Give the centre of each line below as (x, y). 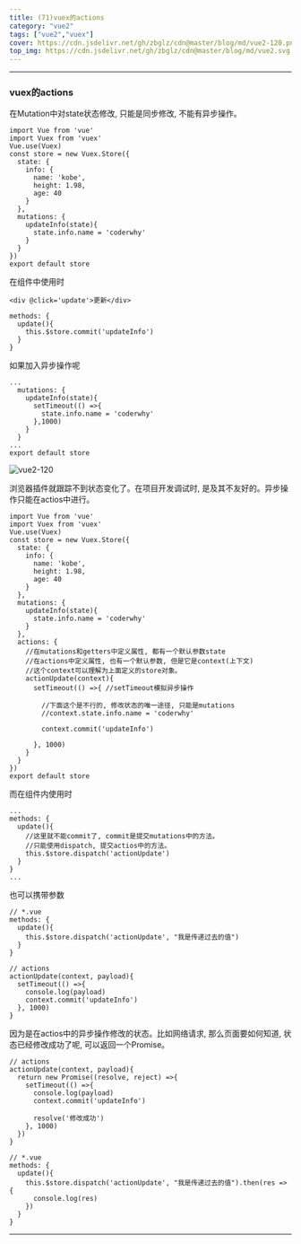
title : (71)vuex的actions (57, 18)
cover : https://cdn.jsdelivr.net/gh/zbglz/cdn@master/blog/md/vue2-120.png (154, 43)
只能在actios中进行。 (56, 500)
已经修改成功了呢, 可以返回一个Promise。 (93, 1045)
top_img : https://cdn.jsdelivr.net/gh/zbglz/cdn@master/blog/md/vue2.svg (150, 51)
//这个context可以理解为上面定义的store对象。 (103, 671)
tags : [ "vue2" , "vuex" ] (52, 34)
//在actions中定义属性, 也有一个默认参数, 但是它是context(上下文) (139, 661)
